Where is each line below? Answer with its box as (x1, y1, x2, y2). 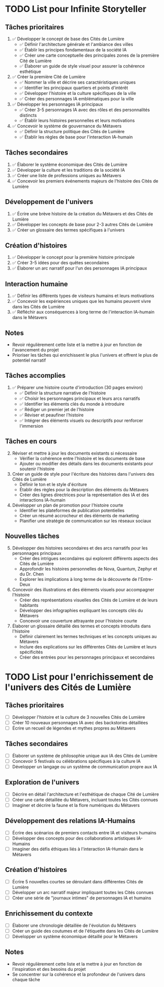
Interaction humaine (5, 280, 68, 288)
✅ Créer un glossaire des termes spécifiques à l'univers (12, 227, 125, 233)
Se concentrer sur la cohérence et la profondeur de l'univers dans (12, 971, 145, 977)
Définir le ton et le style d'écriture (19, 481, 87, 487)
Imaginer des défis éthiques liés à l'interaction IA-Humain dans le (12, 846, 143, 852)
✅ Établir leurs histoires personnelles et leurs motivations (19, 117, 135, 123)
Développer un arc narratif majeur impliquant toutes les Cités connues (12, 889, 154, 895)
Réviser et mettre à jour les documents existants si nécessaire (12, 450, 137, 456)
